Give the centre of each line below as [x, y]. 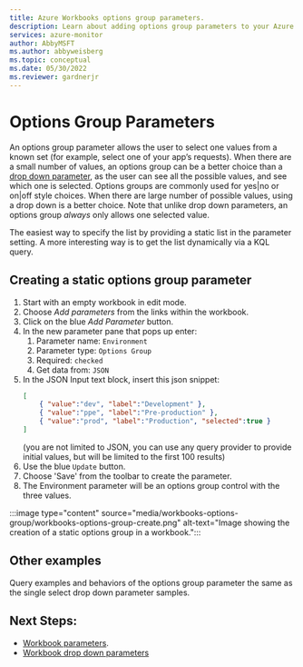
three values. [47, 495]
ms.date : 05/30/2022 [49, 69]
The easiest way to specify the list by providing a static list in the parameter [151, 232]
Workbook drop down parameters [86, 652]
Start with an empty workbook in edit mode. [105, 302]
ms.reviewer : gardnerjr [54, 77]
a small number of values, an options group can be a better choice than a [146, 166]
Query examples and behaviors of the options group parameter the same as [151, 582]
